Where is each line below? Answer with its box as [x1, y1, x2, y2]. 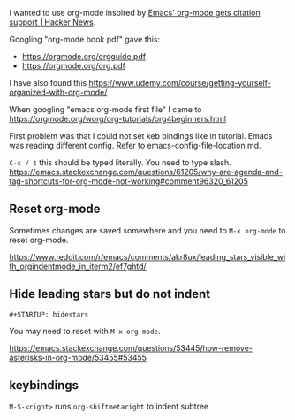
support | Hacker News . [9, 17, 96, 27]
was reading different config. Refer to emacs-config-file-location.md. [9, 141, 262, 150]
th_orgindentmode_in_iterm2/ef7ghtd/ [9, 261, 147, 271]
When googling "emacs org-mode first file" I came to [9, 104, 202, 114]
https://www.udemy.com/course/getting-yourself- [88, 78, 271, 88]
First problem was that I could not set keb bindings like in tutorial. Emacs [9, 131, 273, 141]
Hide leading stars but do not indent [9, 286, 210, 302]
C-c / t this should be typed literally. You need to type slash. [9, 157, 231, 167]
